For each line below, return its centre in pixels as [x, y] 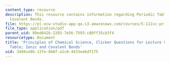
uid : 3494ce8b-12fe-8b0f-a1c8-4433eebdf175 [52, 51]
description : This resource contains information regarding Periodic [80, 14]
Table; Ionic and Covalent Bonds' [46, 47]
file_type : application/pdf [35, 28]
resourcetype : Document [30, 38]
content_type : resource [30, 10]
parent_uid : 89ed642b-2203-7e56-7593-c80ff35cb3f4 [60, 33]
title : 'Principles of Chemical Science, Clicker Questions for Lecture [83, 42]
